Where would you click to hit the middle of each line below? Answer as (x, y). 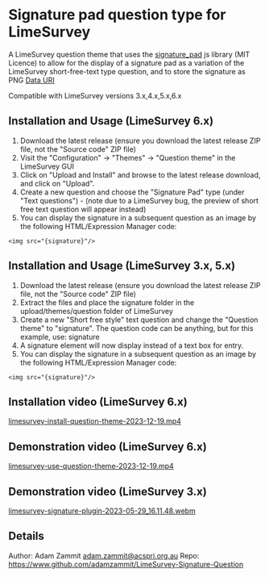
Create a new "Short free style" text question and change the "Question (139, 320)
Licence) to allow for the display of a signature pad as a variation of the (126, 63)
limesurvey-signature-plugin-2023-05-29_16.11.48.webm (102, 511)
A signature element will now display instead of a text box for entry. (132, 345)
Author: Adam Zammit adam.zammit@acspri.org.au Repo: (104, 555)
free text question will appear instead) (83, 209)
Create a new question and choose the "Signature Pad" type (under (132, 192)
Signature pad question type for (117, 15)
